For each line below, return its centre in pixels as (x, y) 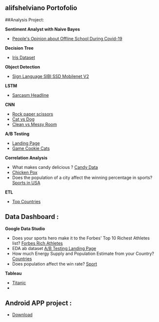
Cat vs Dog (23, 119)
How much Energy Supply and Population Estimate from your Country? (83, 253)
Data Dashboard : (32, 217)
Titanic (19, 283)
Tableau (13, 273)
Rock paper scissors (33, 114)
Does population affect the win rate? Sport (54, 264)
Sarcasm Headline (30, 95)
